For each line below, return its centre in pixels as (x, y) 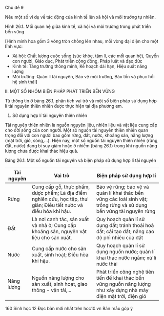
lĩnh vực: (14, 46)
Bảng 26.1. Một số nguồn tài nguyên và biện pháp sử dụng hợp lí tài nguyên (81, 160)
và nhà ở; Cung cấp (54, 225)
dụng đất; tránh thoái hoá (125, 225)
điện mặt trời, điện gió (121, 296)
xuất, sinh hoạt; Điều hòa (60, 255)
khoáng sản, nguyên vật (59, 231)
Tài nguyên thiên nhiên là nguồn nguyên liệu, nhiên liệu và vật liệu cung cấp (81, 125)
